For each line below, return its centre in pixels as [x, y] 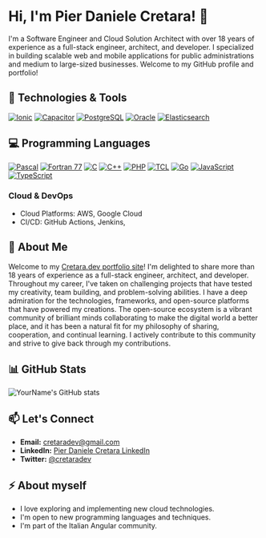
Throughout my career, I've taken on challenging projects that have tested [130, 283]
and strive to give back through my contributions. [89, 343]
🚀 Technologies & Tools [68, 98]
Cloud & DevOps [41, 196]
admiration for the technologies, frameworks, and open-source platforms [129, 301]
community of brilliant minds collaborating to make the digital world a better [133, 318]
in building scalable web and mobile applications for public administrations [131, 55]
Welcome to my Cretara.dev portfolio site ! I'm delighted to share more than [131, 266]
